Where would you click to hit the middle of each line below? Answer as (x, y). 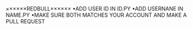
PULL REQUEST (26, 21)
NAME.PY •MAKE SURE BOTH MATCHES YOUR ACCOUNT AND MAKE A (96, 15)
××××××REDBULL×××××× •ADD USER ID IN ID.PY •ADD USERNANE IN (94, 9)
